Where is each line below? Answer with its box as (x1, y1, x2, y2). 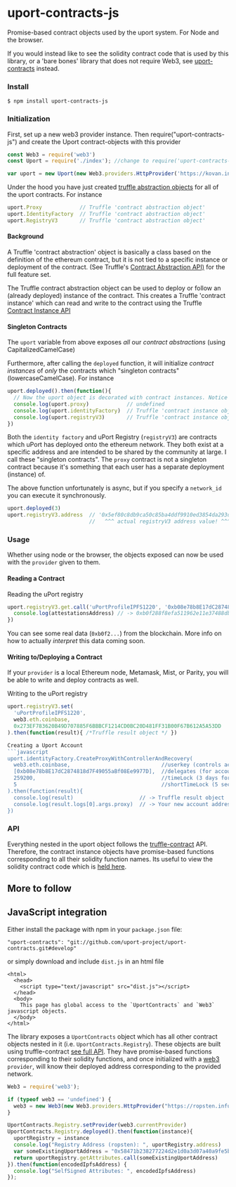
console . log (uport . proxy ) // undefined (13, 401, 165, 408)
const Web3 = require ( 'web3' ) (7, 151, 96, 158)
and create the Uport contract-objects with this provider (18, 137, 181, 145)
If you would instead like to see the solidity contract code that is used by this (7, 49, 229, 58)
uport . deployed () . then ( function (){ (7, 388, 112, 395)
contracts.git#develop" (7, 945, 77, 952)
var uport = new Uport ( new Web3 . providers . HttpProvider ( (7, 170, 178, 177)
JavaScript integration (7, 907, 107, 919)
